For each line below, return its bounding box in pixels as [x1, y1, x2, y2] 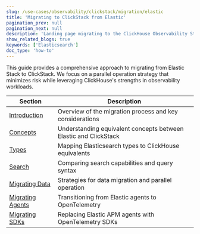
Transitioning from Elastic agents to [57, 193, 157, 201]
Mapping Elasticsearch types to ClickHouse [57, 141, 180, 150]
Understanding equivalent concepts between [57, 124, 184, 133]
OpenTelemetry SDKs [57, 217, 118, 226]
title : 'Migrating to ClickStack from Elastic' [6, 14, 127, 20]
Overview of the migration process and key [57, 107, 179, 115]
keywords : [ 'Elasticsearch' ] [6, 42, 79, 48]
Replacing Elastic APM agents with [57, 210, 155, 218]
